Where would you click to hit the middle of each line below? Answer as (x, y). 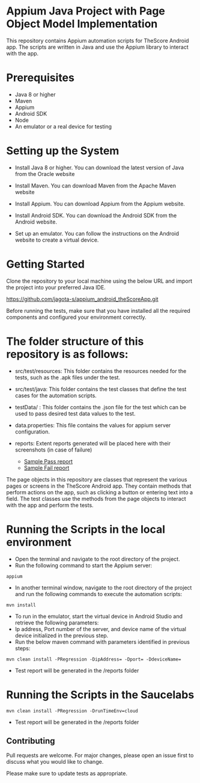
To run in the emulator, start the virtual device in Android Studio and (99, 616)
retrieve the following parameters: (57, 623)
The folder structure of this (75, 341)
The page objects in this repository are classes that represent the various (97, 479)
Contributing (31, 741)
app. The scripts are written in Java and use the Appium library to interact (97, 47)
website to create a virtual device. (57, 240)
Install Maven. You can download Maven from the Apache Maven (95, 186)
